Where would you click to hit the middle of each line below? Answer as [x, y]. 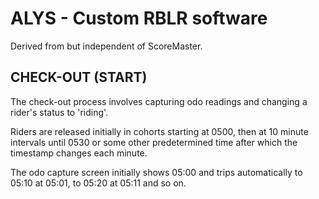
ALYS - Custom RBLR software [139, 18]
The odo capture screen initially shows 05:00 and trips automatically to [156, 172]
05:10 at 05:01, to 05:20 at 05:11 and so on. [98, 183]
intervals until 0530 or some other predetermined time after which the [154, 142]
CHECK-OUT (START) [79, 77]
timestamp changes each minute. [79, 153]
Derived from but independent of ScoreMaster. [106, 46]
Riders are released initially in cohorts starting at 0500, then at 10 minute [159, 131]
